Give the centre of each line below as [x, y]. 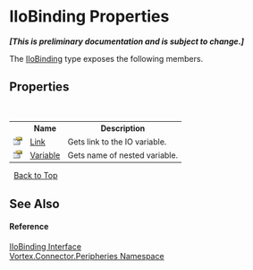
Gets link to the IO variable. [117, 142]
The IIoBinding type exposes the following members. [106, 58]
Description [123, 128]
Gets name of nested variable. [123, 155]
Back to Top [35, 176]
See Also [34, 204]
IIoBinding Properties [89, 17]
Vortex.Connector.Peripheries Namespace [87, 256]
